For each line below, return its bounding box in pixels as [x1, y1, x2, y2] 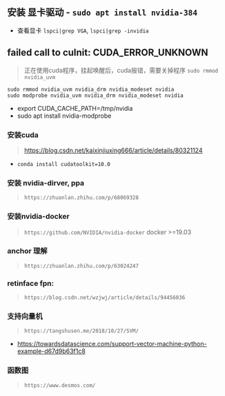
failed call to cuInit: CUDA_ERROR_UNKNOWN [7, 47, 208, 59]
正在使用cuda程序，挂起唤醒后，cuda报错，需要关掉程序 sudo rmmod [23, 66, 219, 74]
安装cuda [7, 130, 39, 140]
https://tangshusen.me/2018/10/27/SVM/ [23, 327, 139, 334]
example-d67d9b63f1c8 [17, 347, 86, 355]
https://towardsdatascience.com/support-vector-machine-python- [17, 340, 207, 348]
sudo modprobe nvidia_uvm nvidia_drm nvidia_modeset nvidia [7, 92, 184, 99]
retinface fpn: [7, 278, 55, 288]
